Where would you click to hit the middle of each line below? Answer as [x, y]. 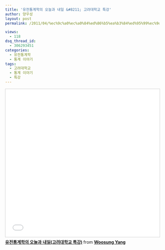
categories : [17, 50]
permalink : [16, 23]
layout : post [18, 19]
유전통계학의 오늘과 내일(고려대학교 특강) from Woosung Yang [65, 242]
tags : [11, 64]
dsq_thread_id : [21, 41]
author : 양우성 [19, 14]
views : [12, 32]
